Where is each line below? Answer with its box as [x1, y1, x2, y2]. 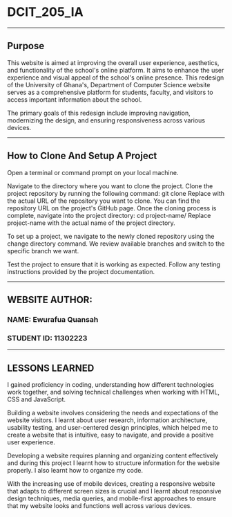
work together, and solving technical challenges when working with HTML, [7, 388, 220, 396]
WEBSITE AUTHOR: [7, 293, 93, 305]
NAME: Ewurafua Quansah [7, 314, 99, 324]
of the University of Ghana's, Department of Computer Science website [7, 80, 211, 89]
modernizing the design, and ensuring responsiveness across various [7, 116, 206, 125]
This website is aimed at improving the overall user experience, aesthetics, [7, 58, 220, 66]
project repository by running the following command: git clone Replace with [7, 189, 225, 197]
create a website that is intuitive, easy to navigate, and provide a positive [7, 430, 214, 439]
